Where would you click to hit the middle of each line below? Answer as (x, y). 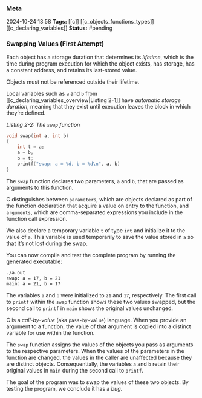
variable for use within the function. (50, 333)
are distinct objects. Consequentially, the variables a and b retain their (93, 364)
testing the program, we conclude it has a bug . (64, 389)
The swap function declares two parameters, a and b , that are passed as (95, 181)
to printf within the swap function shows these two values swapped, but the (101, 302)
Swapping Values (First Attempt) (55, 44)
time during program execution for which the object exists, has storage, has (100, 63)
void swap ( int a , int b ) (37, 136)
